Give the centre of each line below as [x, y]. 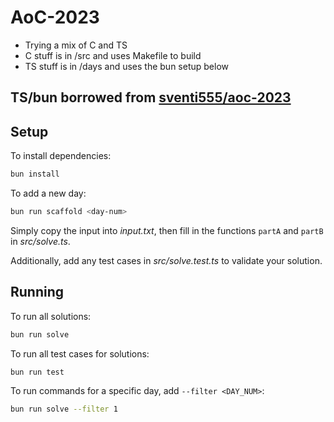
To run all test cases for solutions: [80, 353]
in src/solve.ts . [40, 241]
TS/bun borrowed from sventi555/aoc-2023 [151, 97]
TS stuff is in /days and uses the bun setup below [127, 66]
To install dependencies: [61, 156]
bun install [35, 174]
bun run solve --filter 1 [64, 409]
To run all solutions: [51, 316]
